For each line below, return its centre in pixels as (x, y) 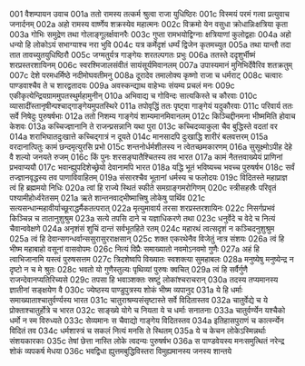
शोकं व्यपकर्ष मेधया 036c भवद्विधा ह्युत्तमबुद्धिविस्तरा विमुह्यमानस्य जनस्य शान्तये (121, 351)
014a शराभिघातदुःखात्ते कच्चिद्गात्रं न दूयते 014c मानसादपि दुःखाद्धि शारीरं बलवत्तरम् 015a (139, 137)
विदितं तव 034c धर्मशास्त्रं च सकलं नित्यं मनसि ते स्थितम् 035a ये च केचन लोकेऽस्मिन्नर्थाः (138, 331)
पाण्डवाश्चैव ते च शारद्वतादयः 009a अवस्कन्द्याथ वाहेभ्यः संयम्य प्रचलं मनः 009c (123, 85)
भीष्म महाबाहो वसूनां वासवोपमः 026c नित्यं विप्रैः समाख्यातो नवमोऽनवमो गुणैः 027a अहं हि (135, 249)
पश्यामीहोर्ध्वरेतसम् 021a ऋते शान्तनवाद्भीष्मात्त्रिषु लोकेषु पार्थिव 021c (108, 198)
